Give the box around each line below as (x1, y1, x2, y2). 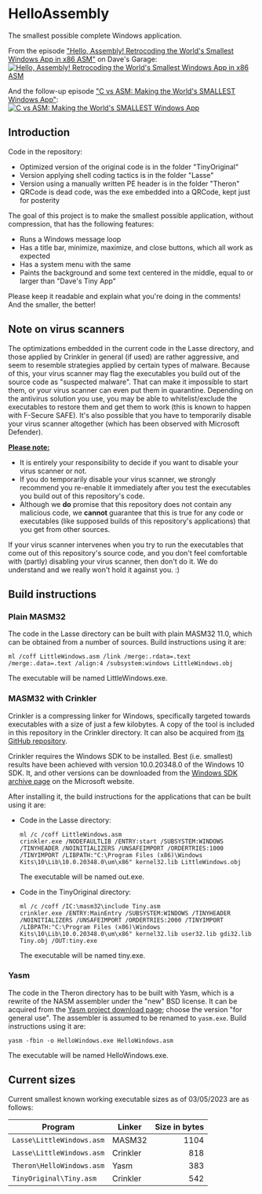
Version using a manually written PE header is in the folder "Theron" (19, 179, 240, 188)
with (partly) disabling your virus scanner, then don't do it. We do (8, 556, 218, 566)
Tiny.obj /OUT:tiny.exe (19, 937, 98, 944)
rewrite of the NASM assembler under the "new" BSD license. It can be (8, 996, 238, 1006)
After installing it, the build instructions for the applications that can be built (8, 792, 251, 801)
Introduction (8, 126, 71, 139)
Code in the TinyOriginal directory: (19, 887, 132, 896)
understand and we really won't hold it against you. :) (8, 564, 180, 575)
